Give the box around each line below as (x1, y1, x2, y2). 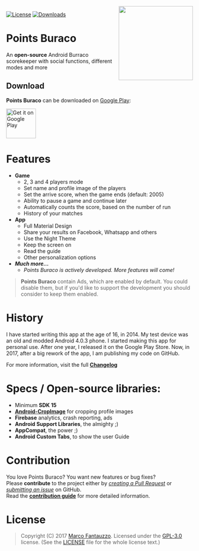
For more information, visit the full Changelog (6, 361, 118, 368)
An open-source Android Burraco (6, 51, 89, 58)
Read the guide (23, 247, 61, 254)
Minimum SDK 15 (14, 401, 57, 408)
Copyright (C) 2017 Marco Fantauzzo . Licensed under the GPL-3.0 (20, 533, 182, 540)
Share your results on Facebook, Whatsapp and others (23, 228, 157, 236)
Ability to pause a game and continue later (23, 197, 127, 204)
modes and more (6, 63, 48, 71)
